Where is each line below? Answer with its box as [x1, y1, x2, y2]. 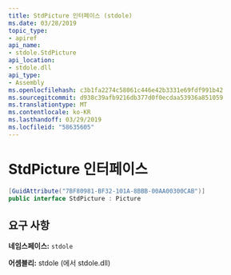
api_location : [8, 57, 56, 65]
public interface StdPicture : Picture [8, 194, 141, 202]
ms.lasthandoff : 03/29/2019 [8, 116, 102, 124]
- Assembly [8, 78, 45, 86]
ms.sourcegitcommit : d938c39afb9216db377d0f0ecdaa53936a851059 [8, 94, 224, 102]
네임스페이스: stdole [8, 241, 74, 251]
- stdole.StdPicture [8, 49, 78, 57]
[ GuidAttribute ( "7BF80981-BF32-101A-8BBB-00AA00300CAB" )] [8, 187, 205, 195]
